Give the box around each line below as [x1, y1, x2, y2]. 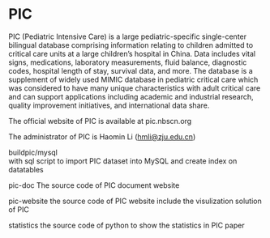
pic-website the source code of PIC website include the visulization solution [8, 196, 262, 206]
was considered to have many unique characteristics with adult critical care [8, 83, 261, 93]
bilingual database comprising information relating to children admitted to [8, 40, 254, 49]
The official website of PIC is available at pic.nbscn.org [8, 116, 192, 125]
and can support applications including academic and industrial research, [8, 91, 254, 101]
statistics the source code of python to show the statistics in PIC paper [8, 220, 245, 230]
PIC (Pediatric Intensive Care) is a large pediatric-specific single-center [8, 32, 247, 41]
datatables [8, 164, 44, 174]
